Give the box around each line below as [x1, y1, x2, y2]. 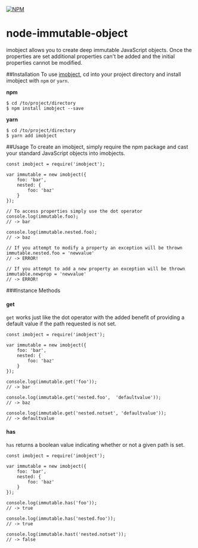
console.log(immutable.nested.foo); [6, 229, 97, 235]
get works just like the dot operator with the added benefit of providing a [6, 314, 185, 321]
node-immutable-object [6, 27, 128, 40]
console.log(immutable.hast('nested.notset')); [6, 531, 127, 538]
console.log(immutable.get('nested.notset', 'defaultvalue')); [6, 410, 167, 416]
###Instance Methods [6, 287, 61, 294]
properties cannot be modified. [6, 59, 82, 66]
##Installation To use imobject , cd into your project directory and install [6, 71, 181, 78]
